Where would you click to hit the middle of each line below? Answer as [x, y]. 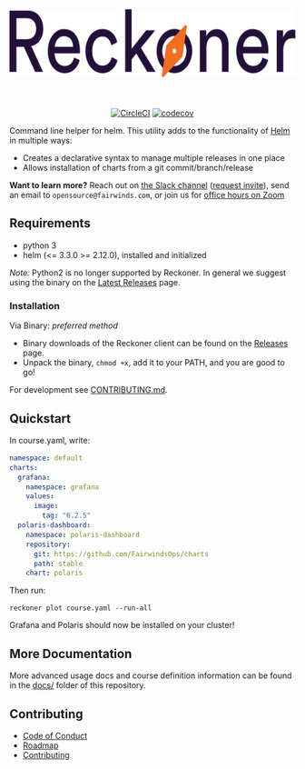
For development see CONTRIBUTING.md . [89, 390]
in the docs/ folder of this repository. [78, 685]
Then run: [28, 591]
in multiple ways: [41, 140]
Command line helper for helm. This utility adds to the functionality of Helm [150, 130]
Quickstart [40, 419]
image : [46, 506]
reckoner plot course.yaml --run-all [81, 608]
